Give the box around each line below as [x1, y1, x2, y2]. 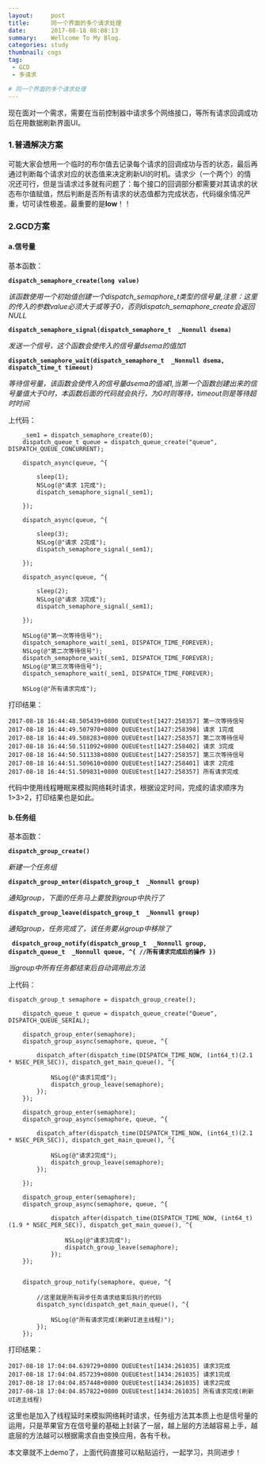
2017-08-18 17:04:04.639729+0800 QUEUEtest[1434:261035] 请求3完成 [8, 1362, 231, 1370]
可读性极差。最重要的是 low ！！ [28, 199, 132, 208]
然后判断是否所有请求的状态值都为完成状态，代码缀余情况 [56, 188, 244, 199]
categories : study [8, 41, 69, 49]
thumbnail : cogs [8, 48, 62, 56]
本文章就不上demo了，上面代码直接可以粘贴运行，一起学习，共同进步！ [8, 1447, 242, 1458]
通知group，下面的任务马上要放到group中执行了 [8, 893, 165, 902]
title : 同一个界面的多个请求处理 [8, 19, 122, 27]
